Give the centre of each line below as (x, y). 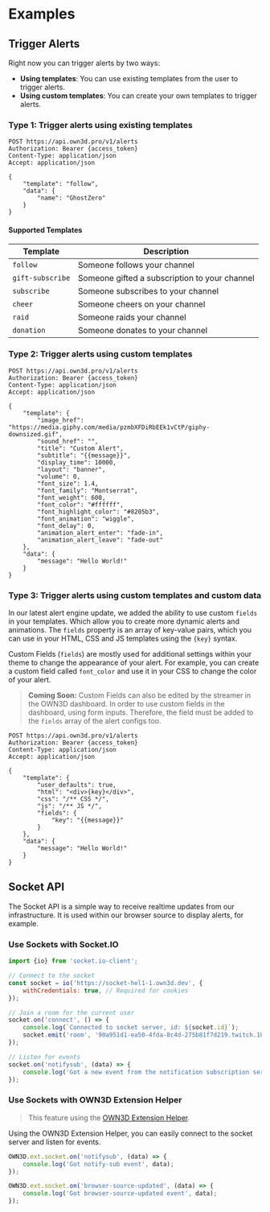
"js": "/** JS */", (70, 806)
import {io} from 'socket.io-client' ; (73, 961)
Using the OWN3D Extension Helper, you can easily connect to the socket (131, 1133)
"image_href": (61, 420)
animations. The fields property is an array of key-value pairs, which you (130, 630)
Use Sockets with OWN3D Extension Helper (95, 1100)
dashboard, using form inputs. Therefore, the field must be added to (141, 712)
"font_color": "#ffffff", (81, 505)
